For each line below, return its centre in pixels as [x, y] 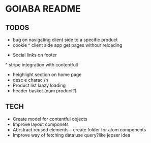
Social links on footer [35, 55]
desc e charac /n [30, 80]
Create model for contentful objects [50, 119]
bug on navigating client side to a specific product [65, 40]
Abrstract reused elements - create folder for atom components [79, 129]
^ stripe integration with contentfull [42, 65]
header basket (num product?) [44, 91]
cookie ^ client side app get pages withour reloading [67, 45]
